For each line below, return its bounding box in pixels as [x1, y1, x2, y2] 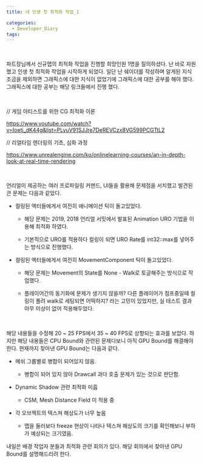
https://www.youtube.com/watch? [6, 120, 92, 128]
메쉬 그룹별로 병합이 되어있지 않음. [15, 358, 96, 365]
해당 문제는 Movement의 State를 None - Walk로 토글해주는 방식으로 [24, 269, 187, 276]
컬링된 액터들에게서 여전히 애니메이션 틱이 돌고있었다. [15, 202, 142, 210]
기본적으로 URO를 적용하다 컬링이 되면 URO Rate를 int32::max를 [24, 236, 179, 243]
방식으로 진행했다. [30, 244, 73, 251]
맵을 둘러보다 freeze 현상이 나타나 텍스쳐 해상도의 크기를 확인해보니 [24, 422, 184, 430]
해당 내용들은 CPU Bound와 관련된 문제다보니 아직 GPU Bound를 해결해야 [17, 337, 194, 345]
